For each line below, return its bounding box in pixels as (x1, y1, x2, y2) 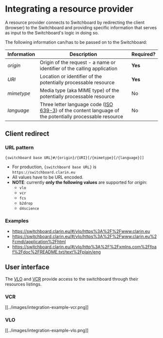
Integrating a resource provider (5, 3, 133, 15)
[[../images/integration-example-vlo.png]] (5, 327, 89, 334)
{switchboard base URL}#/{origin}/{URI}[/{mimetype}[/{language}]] (5, 155, 145, 160)
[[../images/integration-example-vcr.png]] (5, 304, 89, 310)
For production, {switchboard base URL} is (12, 164, 97, 170)
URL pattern (5, 144, 34, 151)
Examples (5, 217, 29, 224)
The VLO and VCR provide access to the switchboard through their (5, 276, 138, 282)
